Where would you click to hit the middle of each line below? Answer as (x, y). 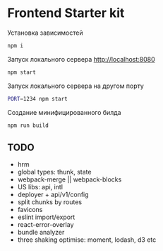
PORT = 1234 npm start (38, 99)
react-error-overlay (46, 225)
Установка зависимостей (45, 33)
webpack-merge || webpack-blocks (70, 179)
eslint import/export (46, 217)
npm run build (28, 125)
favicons (30, 210)
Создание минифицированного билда (64, 112)
